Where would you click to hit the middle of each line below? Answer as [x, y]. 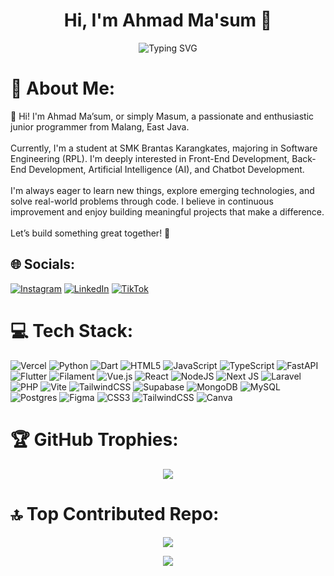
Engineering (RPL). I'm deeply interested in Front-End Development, [150, 158]
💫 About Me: [63, 88]
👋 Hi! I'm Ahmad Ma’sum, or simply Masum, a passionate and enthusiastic [162, 116]
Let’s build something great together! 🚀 [90, 233]
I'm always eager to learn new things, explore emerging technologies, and [162, 190]
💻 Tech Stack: [72, 330]
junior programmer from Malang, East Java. [100, 126]
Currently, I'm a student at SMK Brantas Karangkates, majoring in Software [164, 148]
